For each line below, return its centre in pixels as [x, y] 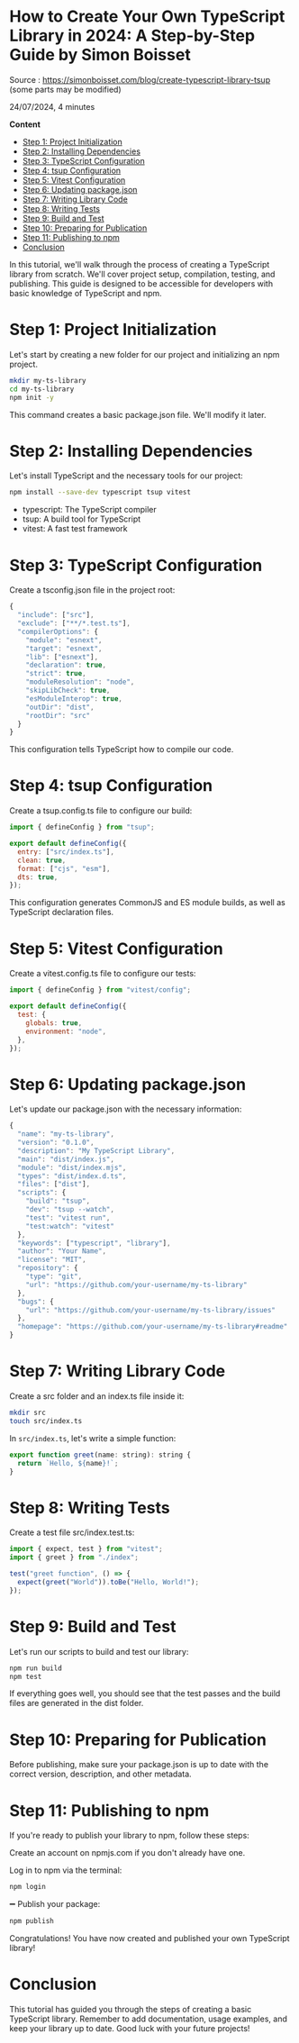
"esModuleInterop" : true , [74, 699]
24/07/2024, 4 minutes [52, 106]
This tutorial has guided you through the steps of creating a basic [131, 2009]
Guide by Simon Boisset [100, 55]
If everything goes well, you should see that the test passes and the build [145, 1693]
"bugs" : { [36, 1302]
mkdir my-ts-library [48, 380]
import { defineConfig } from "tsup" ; [82, 827]
